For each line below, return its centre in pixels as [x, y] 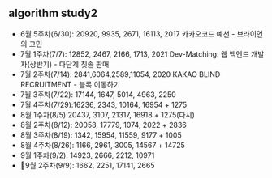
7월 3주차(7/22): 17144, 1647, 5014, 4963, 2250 [98, 94]
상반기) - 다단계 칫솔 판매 [69, 64]
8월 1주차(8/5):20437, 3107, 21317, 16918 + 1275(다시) [107, 114]
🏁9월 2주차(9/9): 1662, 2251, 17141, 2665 [87, 165]
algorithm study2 [53, 13]
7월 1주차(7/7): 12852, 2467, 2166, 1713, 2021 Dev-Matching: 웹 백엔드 [134, 54]
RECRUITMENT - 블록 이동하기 [70, 84]
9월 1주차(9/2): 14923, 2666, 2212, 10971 [87, 155]
